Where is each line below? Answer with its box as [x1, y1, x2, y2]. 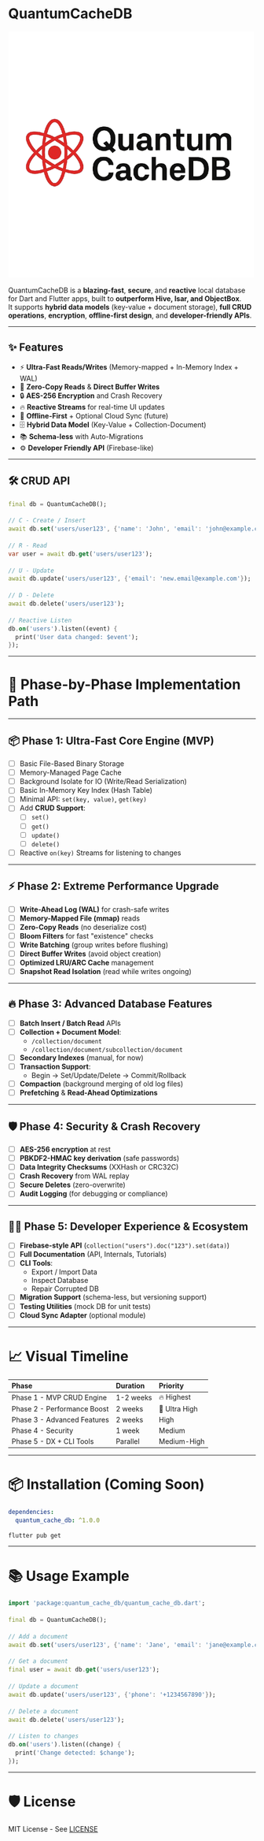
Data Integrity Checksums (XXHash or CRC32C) [19, 1162, 179, 1172]
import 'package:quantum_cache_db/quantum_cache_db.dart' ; [8, 1599, 206, 1608]
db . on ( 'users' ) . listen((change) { [8, 1741, 122, 1749]
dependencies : [8, 1508, 55, 1516]
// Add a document [8, 1632, 68, 1640]
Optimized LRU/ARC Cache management [19, 958, 155, 967]
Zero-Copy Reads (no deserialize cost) [19, 922, 147, 932]
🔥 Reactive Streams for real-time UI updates [19, 402, 165, 411]
